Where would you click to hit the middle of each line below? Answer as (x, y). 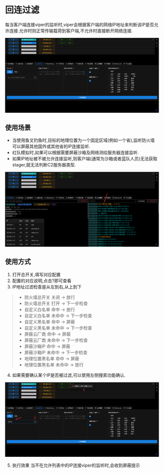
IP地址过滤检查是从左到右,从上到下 (47, 287)
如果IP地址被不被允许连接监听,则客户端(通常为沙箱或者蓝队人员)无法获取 (85, 159)
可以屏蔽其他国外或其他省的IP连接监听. (51, 146)
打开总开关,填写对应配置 (36, 274)
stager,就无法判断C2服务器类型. (44, 165)
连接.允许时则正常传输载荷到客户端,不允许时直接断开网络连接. (71, 30)
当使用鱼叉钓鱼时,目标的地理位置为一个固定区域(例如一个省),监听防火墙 (83, 140)
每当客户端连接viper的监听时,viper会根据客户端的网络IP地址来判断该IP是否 (80, 25)
